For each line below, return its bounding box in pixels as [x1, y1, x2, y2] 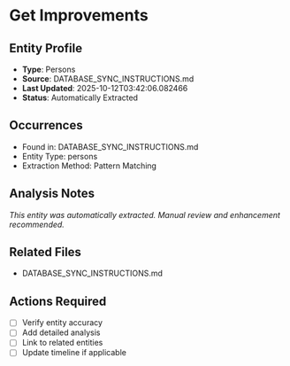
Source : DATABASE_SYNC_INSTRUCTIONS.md [21, 74, 195, 84]
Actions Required [9, 293, 107, 308]
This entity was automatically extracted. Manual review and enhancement [9, 209, 281, 220]
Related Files [9, 245, 82, 260]
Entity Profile [9, 41, 82, 56]
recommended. [9, 219, 65, 230]
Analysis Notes [9, 186, 95, 201]
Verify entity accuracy [21, 317, 103, 328]
